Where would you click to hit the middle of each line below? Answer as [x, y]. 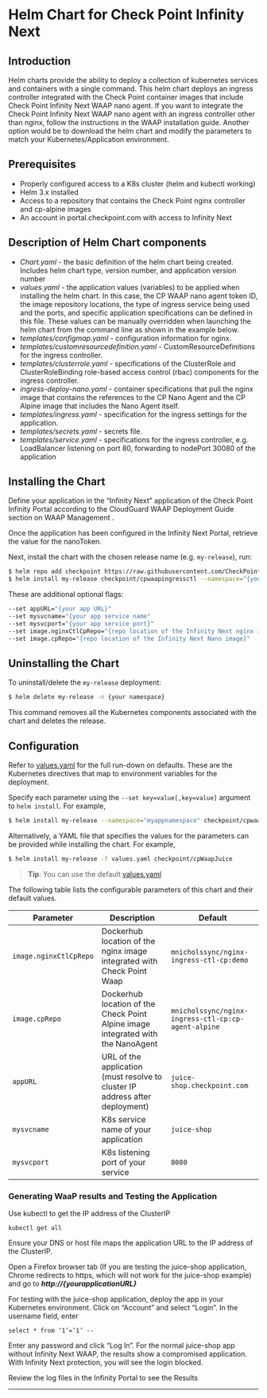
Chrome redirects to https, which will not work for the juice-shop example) [130, 1275]
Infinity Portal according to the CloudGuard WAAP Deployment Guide [121, 509]
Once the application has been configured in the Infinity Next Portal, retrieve [133, 533]
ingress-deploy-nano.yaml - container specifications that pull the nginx [136, 389]
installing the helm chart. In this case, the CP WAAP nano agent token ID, [139, 296]
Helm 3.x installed [49, 192]
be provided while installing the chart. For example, [92, 844]
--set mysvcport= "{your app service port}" [81, 623]
